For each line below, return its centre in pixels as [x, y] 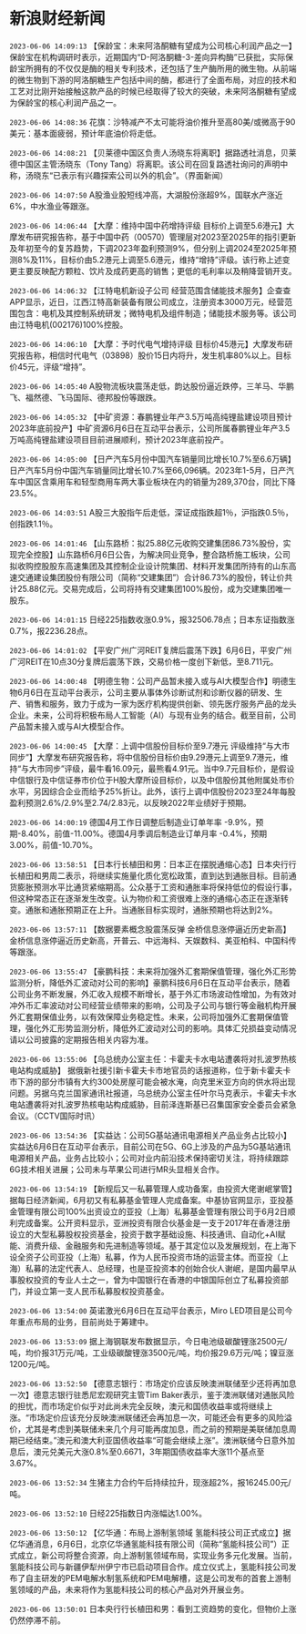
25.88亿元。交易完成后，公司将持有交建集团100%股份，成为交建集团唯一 [154, 588]
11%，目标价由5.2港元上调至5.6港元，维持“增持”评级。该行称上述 [160, 260]
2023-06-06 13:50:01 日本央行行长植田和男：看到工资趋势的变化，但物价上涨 [153, 1608]
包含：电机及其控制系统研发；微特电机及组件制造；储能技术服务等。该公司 [157, 313]
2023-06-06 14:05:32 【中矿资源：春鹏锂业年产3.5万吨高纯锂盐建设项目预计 [151, 416]
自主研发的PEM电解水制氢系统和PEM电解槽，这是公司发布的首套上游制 [158, 1578]
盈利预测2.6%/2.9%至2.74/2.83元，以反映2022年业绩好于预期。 [131, 802]
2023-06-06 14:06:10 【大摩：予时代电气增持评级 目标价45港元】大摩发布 [147, 343]
